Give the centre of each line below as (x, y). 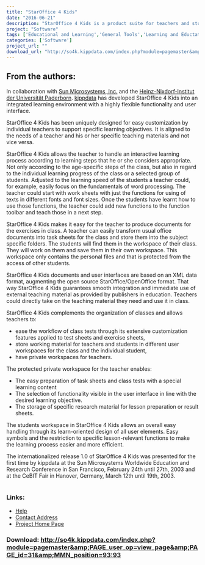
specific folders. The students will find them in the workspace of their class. (102, 243)
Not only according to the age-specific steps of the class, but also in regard (101, 167)
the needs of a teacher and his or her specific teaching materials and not (98, 136)
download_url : (24, 52)
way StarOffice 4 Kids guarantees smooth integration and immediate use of (101, 288)
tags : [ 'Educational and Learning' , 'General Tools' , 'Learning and (92, 35)
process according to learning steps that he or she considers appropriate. (99, 160)
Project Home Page (39, 523)
